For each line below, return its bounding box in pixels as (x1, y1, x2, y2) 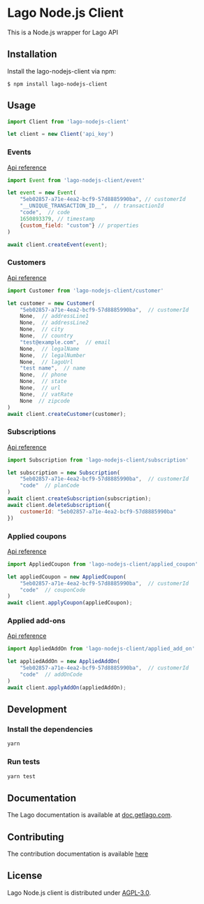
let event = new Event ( (7, 189, 77, 197)
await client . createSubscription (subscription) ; (7, 495, 152, 502)
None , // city (20, 326, 64, 333)
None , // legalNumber (20, 352, 86, 359)
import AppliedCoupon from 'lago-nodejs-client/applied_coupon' (7, 560, 198, 568)
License (7, 870, 43, 882)
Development (7, 704, 68, 716)
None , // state (20, 378, 68, 385)
